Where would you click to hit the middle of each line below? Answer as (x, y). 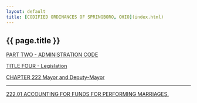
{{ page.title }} (33, 41)
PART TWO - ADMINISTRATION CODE (52, 55)
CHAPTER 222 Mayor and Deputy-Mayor (55, 77)
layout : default (26, 11)
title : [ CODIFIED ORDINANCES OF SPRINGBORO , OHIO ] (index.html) (85, 17)
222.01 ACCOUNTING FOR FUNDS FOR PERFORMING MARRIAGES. (87, 94)
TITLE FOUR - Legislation (37, 66)
